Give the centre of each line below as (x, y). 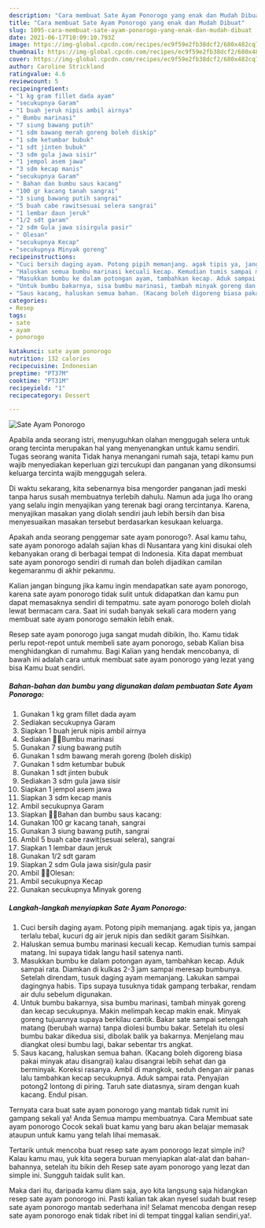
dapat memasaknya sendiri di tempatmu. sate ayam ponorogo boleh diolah (130, 603)
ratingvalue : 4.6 (37, 74)
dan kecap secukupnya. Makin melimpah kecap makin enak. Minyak (131, 1011)
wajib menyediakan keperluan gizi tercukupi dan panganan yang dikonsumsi (132, 465)
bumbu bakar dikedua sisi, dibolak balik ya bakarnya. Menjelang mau (132, 1036)
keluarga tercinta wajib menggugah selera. (78, 474)
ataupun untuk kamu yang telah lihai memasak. (85, 1135)
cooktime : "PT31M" (39, 381)
